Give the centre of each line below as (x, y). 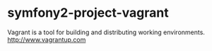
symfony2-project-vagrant (88, 13)
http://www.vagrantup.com (47, 39)
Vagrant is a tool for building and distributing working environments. (106, 32)
